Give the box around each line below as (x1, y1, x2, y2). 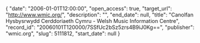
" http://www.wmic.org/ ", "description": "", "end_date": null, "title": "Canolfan (5, 11, 194, 18)
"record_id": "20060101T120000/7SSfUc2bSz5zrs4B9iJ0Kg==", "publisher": (5, 24, 195, 31)
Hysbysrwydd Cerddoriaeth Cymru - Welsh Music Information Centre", (5, 18, 180, 24)
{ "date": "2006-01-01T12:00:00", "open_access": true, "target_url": (5, 5, 172, 12)
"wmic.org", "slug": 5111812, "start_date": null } (5, 30, 120, 37)
